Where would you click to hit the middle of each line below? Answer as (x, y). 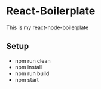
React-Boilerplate (51, 11)
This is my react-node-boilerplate (48, 27)
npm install (28, 67)
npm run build (32, 73)
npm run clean (33, 60)
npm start (27, 79)
